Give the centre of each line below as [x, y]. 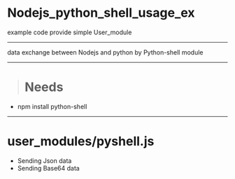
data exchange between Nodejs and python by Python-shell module [105, 52]
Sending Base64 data [49, 168]
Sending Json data [44, 160]
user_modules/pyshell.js [81, 142]
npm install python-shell [52, 106]
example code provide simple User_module [70, 32]
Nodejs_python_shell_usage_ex [101, 13]
